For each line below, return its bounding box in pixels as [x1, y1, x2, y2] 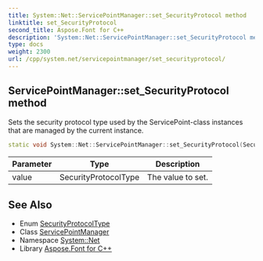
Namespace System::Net [19, 236, 100, 245]
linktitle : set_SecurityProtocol [8, 19, 117, 27]
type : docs [8, 41, 44, 49]
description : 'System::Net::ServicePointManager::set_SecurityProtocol [8, 33, 247, 42]
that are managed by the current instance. [8, 125, 144, 135]
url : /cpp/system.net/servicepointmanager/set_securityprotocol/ [8, 56, 225, 63]
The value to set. [147, 172, 209, 183]
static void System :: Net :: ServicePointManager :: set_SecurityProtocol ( [8, 140, 243, 149]
